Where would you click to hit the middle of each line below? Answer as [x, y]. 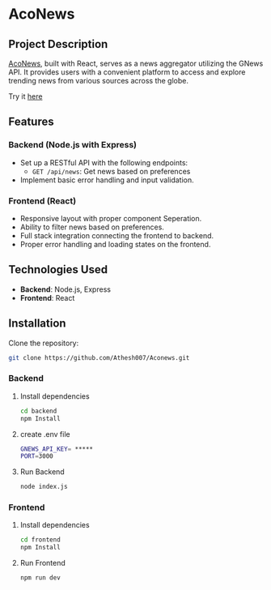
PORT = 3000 [37, 456]
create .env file [45, 434]
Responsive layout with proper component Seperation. [111, 218]
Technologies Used [58, 269]
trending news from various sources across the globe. [98, 81]
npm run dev [40, 578]
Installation [37, 324]
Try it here [25, 96]
